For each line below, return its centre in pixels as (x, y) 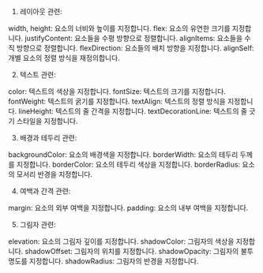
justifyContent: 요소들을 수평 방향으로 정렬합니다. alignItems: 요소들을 (134, 38)
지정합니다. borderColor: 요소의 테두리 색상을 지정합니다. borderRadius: (128, 165)
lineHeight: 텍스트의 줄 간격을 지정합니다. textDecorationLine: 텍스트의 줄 (133, 111)
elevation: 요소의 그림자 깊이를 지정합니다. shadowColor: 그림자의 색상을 (121, 241)
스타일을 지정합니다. (47, 121)
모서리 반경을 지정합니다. (54, 174)
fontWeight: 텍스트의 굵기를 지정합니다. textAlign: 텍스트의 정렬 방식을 (117, 101)
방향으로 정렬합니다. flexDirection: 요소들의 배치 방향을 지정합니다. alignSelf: (135, 48)
